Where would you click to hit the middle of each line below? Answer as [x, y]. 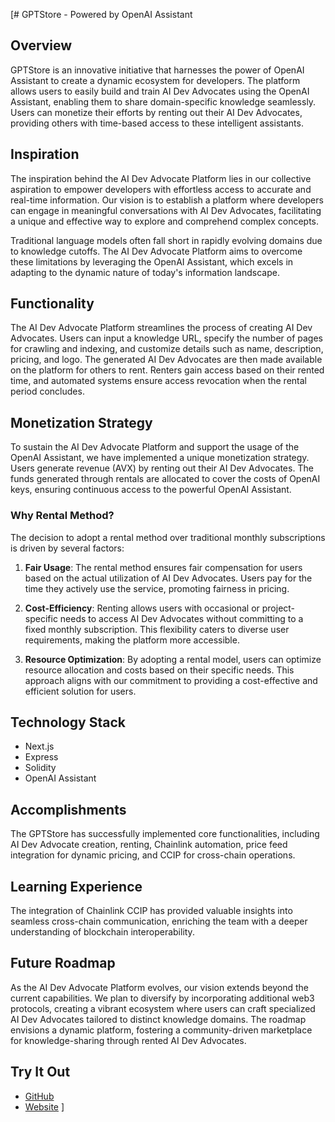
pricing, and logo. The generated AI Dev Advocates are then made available [166, 360]
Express [41, 757]
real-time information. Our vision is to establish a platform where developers [167, 200]
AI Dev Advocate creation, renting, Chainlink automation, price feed [149, 845]
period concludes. [47, 391]
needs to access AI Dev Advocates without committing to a [181, 618]
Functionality [52, 304]
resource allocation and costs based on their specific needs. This [159, 670]
